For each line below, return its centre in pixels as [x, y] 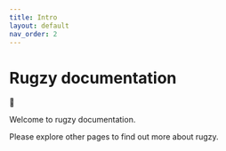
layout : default [39, 26]
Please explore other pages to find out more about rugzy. [114, 137]
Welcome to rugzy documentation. [73, 120]
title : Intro [33, 17]
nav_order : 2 [33, 34]
